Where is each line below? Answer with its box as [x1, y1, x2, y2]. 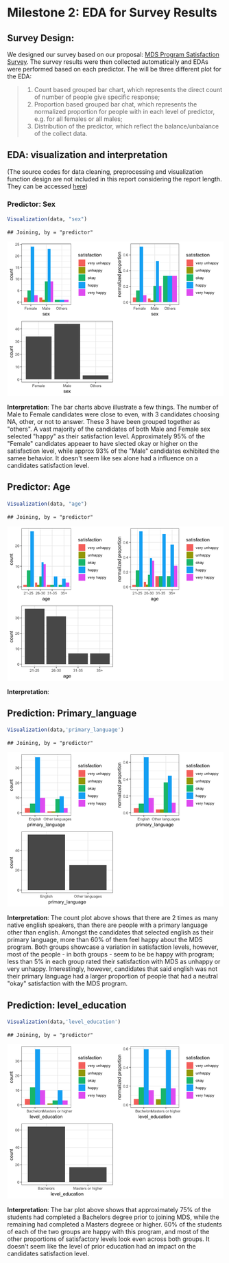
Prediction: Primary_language [7, 708, 137, 719]
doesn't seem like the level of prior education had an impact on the [7, 1242, 197, 1251]
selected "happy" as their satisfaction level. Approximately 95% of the [7, 432, 206, 440]
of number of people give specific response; [34, 93, 160, 101]
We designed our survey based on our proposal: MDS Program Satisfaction [7, 50, 219, 58]
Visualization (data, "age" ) [7, 500, 88, 507]
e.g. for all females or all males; [34, 115, 123, 123]
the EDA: [7, 72, 32, 80]
